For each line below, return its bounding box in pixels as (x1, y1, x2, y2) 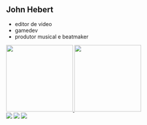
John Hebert (6, 5, 53, 15)
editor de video (14, 20, 52, 27)
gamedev (14, 27, 38, 34)
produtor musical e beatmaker (14, 33, 89, 40)
